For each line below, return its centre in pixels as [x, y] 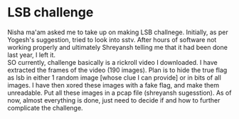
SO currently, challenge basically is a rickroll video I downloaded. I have [113, 62]
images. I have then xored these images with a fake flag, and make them [113, 85]
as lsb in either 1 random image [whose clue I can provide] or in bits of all [115, 77]
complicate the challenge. [45, 108]
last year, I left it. [31, 55]
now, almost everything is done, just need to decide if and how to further [114, 100]
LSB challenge [51, 12]
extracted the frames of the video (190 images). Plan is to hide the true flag [117, 70]
